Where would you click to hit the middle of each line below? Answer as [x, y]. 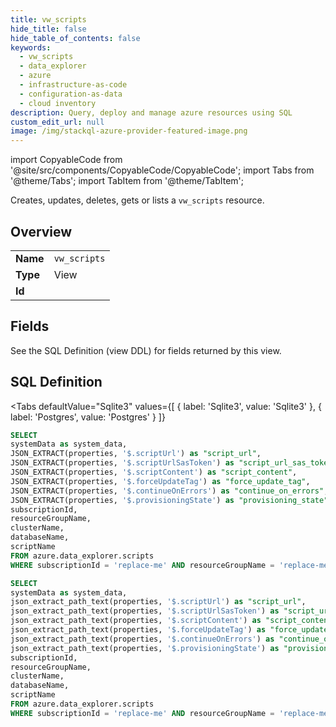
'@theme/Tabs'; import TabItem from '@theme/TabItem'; [127, 181]
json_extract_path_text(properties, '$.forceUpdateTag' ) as [138, 630]
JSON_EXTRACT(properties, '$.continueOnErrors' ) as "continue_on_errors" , [169, 491]
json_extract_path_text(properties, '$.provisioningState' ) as [145, 648]
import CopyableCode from [66, 160]
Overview [41, 231]
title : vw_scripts [48, 19]
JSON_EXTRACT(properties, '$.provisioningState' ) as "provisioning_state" [169, 500]
